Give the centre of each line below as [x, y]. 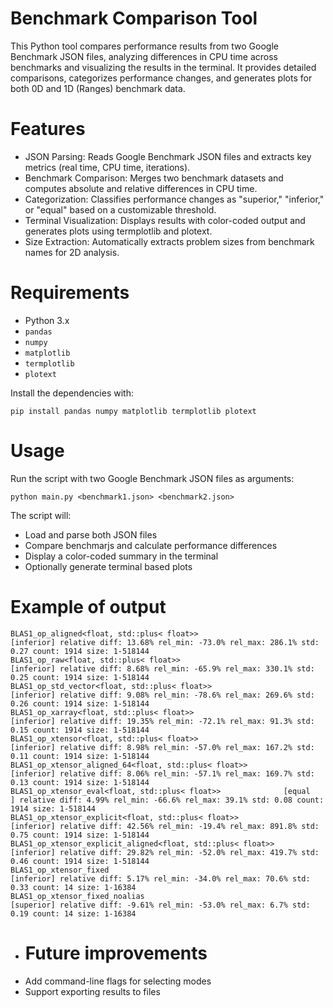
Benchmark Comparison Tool [134, 18]
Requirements [70, 293]
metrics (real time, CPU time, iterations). [107, 167]
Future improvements [116, 953]
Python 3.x [47, 320]
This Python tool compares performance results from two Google [144, 46]
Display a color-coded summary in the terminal [121, 556]
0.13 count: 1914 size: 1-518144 [80, 782]
